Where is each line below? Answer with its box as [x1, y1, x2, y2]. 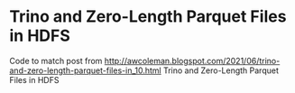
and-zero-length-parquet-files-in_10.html [9, 65, 161, 76]
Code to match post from [9, 55, 103, 66]
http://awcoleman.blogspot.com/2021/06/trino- [104, 55, 281, 66]
